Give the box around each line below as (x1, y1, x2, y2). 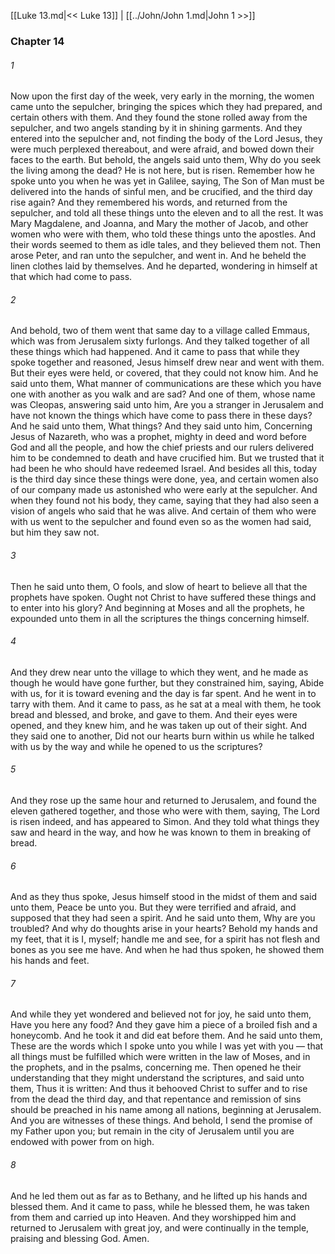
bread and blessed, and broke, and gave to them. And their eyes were (10, 708, 298, 720)
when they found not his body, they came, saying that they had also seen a (10, 495, 320, 507)
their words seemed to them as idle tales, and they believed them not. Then (10, 239, 321, 251)
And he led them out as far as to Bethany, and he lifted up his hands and (10, 1190, 308, 1202)
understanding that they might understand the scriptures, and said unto (10, 1072, 305, 1084)
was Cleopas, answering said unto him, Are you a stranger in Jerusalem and (10, 399, 324, 411)
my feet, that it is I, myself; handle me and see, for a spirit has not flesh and (10, 933, 321, 945)
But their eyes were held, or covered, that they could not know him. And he (10, 367, 319, 379)
